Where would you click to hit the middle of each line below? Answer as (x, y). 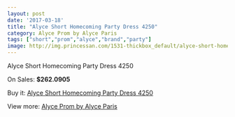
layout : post (26, 14)
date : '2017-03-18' (36, 20)
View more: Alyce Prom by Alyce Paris (62, 106)
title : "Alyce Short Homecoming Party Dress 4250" (83, 26)
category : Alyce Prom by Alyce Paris (62, 33)
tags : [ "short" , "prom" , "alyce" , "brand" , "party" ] (79, 40)
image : (17, 46)
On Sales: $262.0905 (39, 79)
